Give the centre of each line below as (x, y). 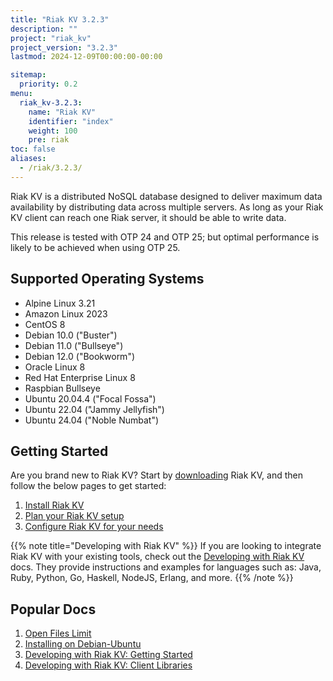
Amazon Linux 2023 (66, 313)
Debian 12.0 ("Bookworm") (80, 356)
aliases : (28, 159)
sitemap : (28, 75)
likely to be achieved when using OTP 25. (95, 247)
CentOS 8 (45, 324)
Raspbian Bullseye (62, 388)
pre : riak (49, 140)
